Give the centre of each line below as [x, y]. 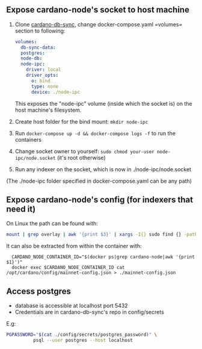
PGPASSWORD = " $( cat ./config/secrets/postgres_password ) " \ [82, 335]
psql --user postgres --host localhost [83, 340]
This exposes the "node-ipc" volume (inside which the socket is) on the [103, 103]
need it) [21, 209]
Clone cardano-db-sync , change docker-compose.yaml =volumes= [99, 24]
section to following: [40, 31]
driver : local [44, 70]
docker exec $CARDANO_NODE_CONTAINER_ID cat [68, 268]
